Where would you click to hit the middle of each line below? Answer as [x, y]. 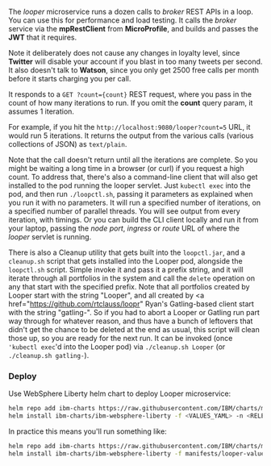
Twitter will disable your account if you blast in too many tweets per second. [135, 61]
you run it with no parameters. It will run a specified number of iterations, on [134, 202]
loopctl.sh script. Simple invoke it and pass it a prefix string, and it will [126, 270]
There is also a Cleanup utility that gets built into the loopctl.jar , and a [127, 252]
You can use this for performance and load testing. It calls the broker [123, 20]
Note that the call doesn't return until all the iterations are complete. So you [133, 160]
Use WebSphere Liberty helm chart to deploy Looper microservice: [120, 393]
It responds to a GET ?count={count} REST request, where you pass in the [130, 94]
